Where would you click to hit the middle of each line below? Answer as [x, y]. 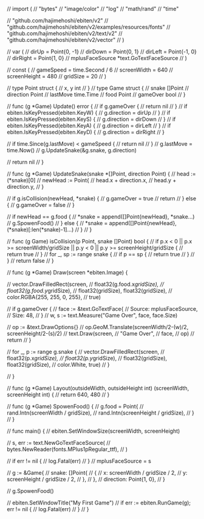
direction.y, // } [25, 187]
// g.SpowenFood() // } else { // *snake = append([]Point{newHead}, [92, 223]
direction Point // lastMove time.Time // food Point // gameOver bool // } [96, 94]
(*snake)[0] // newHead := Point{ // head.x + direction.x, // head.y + [92, 180]
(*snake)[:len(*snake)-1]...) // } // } [49, 229]
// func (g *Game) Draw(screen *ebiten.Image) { [67, 272]
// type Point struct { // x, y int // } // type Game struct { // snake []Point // [98, 88]
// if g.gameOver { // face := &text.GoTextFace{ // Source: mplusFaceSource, [102, 309]
